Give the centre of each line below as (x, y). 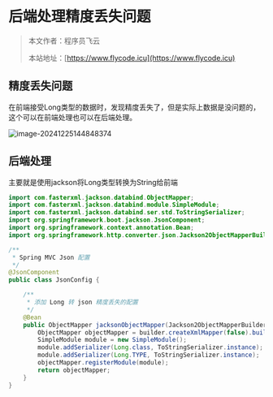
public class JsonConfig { (54, 280)
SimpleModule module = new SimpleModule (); (112, 340)
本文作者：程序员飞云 (64, 41)
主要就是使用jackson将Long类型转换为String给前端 (93, 182)
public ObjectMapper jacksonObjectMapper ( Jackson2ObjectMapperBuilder (145, 325)
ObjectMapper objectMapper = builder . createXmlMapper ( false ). (145, 332)
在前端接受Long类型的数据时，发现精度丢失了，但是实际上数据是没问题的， (134, 107)
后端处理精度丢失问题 (80, 17)
